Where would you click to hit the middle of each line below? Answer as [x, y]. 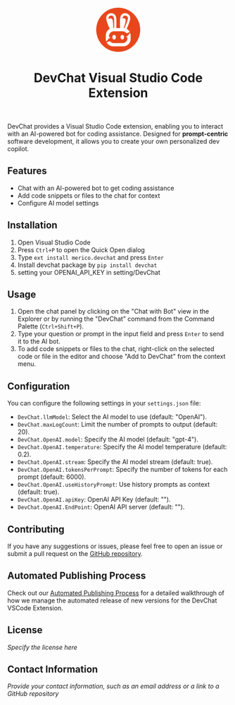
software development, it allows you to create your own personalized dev [114, 141]
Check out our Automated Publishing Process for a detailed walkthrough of [116, 593]
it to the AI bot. [39, 341]
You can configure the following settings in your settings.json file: [104, 403]
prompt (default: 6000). [52, 477]
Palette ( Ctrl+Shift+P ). [51, 326]
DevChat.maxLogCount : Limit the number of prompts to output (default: [118, 425]
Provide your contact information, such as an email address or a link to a [113, 686]
